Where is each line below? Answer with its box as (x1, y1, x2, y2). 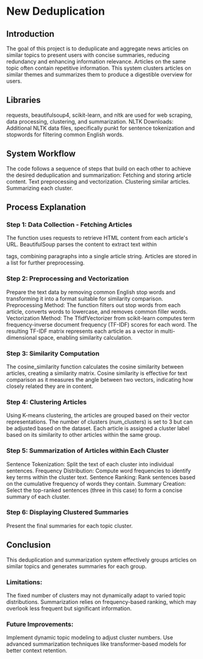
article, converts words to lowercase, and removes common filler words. (6, 308, 188, 315)
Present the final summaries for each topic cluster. (6, 522, 133, 529)
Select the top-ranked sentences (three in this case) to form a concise (6, 486, 183, 494)
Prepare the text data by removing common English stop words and (6, 288, 176, 296)
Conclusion (6, 540, 51, 550)
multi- (160, 327, 176, 335)
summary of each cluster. (6, 493, 71, 500)
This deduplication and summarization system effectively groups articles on (6, 556, 197, 564)
